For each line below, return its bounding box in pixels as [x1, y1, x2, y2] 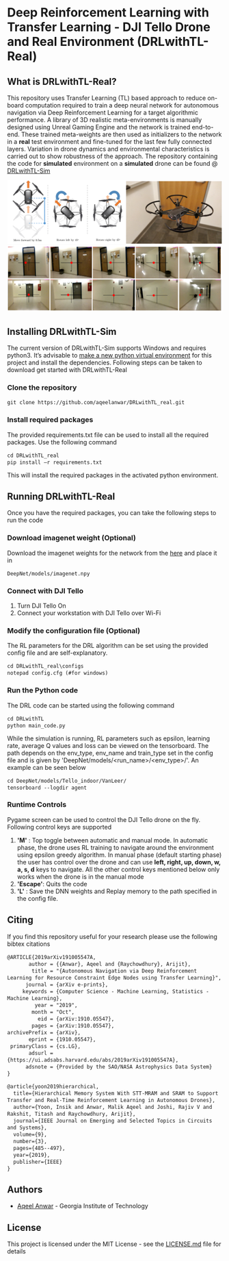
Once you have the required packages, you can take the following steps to [7, 509, 217, 517]
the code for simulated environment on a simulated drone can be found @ [7, 160, 218, 167]
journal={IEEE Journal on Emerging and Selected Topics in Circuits [13, 1117, 213, 1124]
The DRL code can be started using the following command [7, 701, 174, 710]
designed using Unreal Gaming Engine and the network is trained [7, 123, 191, 131]
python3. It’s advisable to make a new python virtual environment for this [7, 351, 212, 359]
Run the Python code [7, 686, 79, 695]
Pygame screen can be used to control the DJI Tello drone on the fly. [7, 815, 201, 823]
